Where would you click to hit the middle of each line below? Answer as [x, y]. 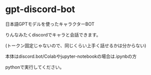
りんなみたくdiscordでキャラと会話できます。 [53, 34]
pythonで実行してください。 [35, 67]
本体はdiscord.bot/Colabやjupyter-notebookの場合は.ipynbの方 [71, 56]
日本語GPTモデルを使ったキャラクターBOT [50, 24]
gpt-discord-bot [40, 9]
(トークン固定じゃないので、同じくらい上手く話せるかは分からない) [76, 45]
